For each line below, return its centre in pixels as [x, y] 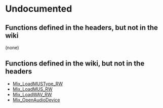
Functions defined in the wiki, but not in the [75, 64]
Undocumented [39, 9]
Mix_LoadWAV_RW [32, 94]
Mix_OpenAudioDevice [36, 100]
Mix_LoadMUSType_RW [38, 84]
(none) [12, 48]
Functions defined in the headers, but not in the [82, 28]
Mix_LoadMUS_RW [32, 89]
